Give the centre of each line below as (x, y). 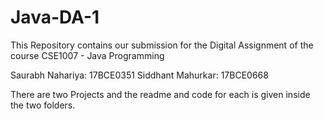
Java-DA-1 (55, 17)
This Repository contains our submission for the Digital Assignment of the (162, 45)
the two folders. (43, 105)
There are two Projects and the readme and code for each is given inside (160, 94)
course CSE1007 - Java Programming (87, 55)
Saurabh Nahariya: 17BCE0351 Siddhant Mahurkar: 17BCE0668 (139, 75)
